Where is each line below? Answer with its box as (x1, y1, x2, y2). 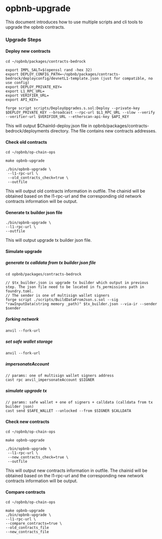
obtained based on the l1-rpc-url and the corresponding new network (5, 473, 144, 479)
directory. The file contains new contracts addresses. (50, 128, 157, 134)
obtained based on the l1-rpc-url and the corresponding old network (5, 193, 142, 199)
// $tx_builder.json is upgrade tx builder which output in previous (5, 280, 149, 286)
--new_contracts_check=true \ (7, 455, 69, 460)
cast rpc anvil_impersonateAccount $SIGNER (5, 377, 95, 382)
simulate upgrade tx (5, 387, 47, 393)
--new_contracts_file (5, 530, 49, 535)
